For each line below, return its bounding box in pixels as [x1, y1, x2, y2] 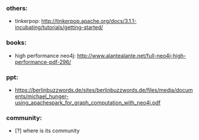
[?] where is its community [14, 127, 80, 134]
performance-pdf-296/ [14, 58, 71, 66]
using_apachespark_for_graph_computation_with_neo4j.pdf [14, 99, 161, 106]
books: [6, 38, 27, 47]
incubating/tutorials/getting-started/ [14, 24, 103, 31]
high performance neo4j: [14, 52, 76, 59]
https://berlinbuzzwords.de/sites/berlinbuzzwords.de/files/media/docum [14, 86, 193, 93]
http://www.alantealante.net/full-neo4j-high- [77, 52, 186, 59]
